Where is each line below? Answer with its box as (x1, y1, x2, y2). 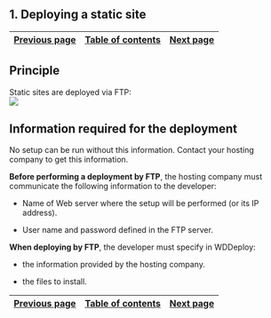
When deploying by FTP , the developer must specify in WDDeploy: (9, 242, 256, 252)
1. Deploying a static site (9, 7, 147, 22)
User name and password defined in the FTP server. (21, 225, 213, 235)
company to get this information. (9, 155, 129, 165)
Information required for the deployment (9, 122, 238, 137)
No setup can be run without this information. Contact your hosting (9, 145, 255, 155)
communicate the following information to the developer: (9, 181, 217, 192)
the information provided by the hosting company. (21, 259, 206, 270)
